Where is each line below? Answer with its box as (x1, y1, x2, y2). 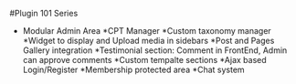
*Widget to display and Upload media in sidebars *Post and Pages (22, 36, 275, 46)
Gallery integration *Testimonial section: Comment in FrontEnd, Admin (22, 45, 288, 56)
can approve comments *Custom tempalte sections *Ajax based (22, 55, 267, 65)
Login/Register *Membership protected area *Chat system (22, 64, 245, 75)
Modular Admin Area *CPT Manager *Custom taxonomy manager (22, 26, 271, 36)
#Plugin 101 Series (9, 8, 79, 18)
